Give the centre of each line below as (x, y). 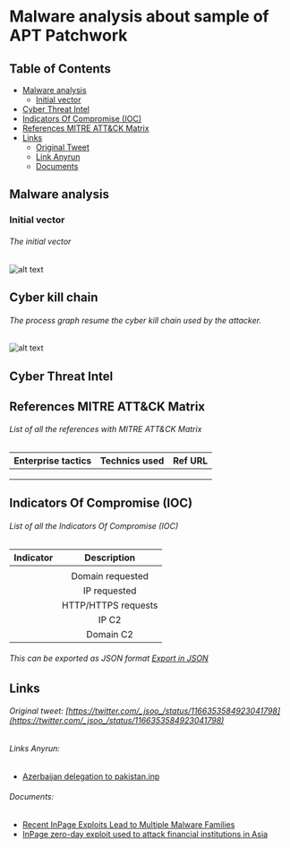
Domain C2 (110, 634)
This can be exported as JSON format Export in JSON (109, 658)
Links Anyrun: (35, 748)
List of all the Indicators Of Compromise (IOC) (94, 526)
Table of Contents (60, 69)
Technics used (132, 461)
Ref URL (191, 461)
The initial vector (40, 241)
